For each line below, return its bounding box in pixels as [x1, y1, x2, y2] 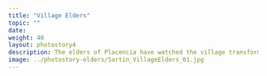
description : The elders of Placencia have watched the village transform [8, 48, 261, 56]
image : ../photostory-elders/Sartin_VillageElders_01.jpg [8, 56, 204, 64]
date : [8, 26, 26, 34]
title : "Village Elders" [8, 11, 91, 20]
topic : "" [8, 19, 41, 27]
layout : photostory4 [8, 41, 77, 49]
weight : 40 [8, 33, 44, 42]
